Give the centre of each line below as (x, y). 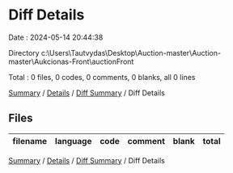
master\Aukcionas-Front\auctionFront (71, 61)
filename (30, 141)
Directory (24, 53)
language (74, 141)
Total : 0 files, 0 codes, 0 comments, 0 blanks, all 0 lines (102, 77)
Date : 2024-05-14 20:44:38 (56, 37)
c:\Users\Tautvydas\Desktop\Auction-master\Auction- (131, 53)
